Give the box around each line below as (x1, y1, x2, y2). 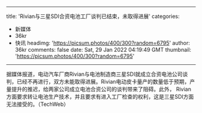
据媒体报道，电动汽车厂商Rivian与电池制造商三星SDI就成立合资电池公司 (6, 70, 183, 78)
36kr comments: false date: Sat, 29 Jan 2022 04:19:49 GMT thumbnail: (14, 46, 191, 53)
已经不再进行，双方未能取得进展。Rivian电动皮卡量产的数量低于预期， (16, 78, 190, 85)
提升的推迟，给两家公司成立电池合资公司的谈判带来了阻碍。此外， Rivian (11, 85, 191, 93)
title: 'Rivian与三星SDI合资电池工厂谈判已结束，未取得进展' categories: (6, 13, 180, 20)
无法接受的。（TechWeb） (6, 100, 69, 108)
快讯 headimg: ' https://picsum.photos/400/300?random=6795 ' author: (14, 40, 191, 46)
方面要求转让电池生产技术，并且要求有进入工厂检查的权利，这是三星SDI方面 (6, 93, 194, 100)
